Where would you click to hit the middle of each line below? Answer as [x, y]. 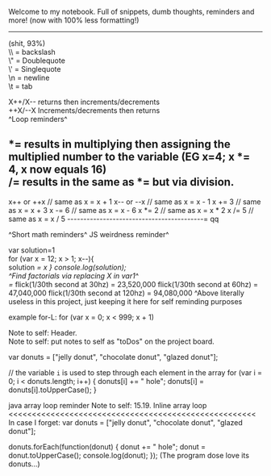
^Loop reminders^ [38, 119]
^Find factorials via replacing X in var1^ [73, 276]
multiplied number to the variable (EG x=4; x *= [129, 157]
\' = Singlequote [35, 69]
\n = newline [29, 77]
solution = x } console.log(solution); [67, 267]
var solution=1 [31, 250]
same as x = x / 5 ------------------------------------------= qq [114, 219]
